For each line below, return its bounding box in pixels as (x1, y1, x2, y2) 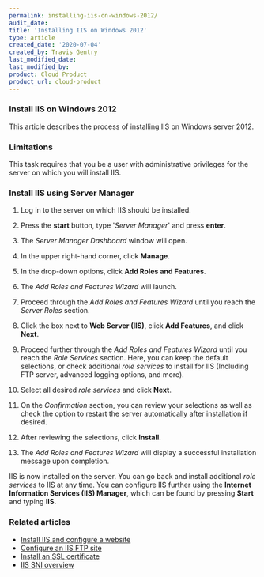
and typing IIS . (9, 497, 57, 507)
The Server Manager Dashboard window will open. (20, 236, 188, 246)
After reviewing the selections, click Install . (20, 432, 161, 443)
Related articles (9, 517, 70, 528)
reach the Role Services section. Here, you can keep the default (20, 353, 228, 363)
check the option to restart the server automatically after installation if (20, 409, 248, 419)
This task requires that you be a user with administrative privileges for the (9, 160, 249, 169)
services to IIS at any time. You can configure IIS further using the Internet (9, 480, 252, 490)
